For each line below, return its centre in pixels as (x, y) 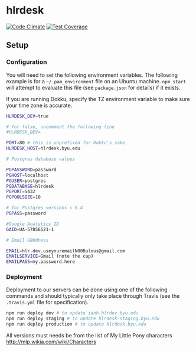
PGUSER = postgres (26, 181)
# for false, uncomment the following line (61, 127)
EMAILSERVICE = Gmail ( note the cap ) (50, 256)
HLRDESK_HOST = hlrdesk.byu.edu (43, 148)
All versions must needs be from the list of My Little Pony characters (89, 336)
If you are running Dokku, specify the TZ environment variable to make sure (98, 99)
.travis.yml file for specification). (47, 303)
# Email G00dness (27, 240)
